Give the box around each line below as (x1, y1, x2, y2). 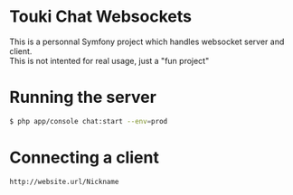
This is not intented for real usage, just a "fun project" (9, 55, 210, 66)
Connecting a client (9, 147, 160, 168)
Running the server (9, 88, 156, 107)
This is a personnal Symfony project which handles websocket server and (9, 36, 285, 47)
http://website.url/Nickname (9, 177, 119, 186)
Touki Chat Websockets (9, 6, 193, 27)
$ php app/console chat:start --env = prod (9, 116, 168, 125)
